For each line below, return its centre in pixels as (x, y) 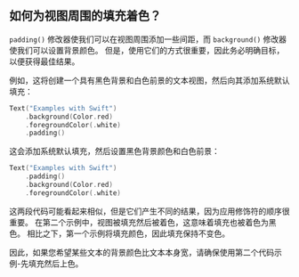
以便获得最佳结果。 (44, 61)
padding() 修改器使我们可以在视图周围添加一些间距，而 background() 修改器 (148, 39)
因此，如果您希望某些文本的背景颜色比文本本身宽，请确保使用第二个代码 (141, 252)
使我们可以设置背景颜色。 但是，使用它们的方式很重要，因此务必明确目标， (147, 50)
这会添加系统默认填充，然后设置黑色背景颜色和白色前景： (114, 151)
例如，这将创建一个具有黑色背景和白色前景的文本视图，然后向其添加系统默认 (149, 80)
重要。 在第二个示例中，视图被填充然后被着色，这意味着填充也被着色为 (139, 222)
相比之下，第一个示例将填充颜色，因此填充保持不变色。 (128, 233)
